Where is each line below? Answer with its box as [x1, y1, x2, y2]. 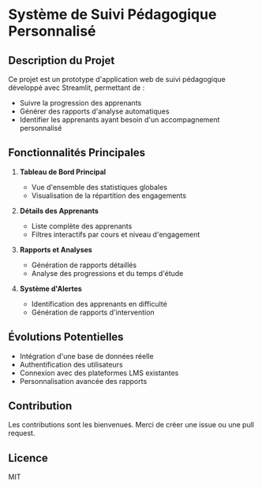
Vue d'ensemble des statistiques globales [31, 182, 168, 192]
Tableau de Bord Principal [19, 167, 107, 177]
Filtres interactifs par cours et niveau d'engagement [31, 229, 200, 239]
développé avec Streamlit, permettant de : [8, 83, 145, 92]
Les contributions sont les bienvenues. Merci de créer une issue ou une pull [8, 420, 255, 430]
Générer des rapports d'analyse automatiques [19, 106, 170, 116]
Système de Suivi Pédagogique [8, 6, 217, 24]
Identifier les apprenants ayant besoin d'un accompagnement [19, 115, 220, 124]
